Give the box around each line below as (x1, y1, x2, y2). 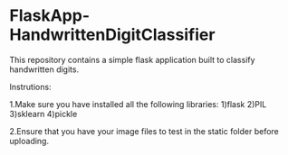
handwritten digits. (9, 64, 80, 75)
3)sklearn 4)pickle (9, 108, 78, 119)
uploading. (9, 135, 50, 146)
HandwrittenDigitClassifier (9, 24, 216, 45)
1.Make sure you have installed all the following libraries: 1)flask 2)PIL (9, 98, 267, 109)
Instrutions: (9, 81, 52, 92)
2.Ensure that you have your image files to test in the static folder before (9, 125, 279, 136)
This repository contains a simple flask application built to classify (9, 54, 255, 65)
